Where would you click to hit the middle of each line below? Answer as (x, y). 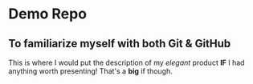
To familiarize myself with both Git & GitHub (120, 44)
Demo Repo (47, 14)
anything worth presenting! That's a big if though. (90, 71)
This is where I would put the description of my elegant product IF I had (126, 62)
